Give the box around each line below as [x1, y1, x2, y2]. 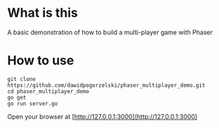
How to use [7, 52, 74, 69]
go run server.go [7, 100, 58, 107]
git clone [7, 76, 36, 83]
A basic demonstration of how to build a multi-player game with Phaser [7, 28, 213, 36]
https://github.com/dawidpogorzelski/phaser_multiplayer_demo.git [7, 82, 206, 89]
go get [7, 94, 27, 101]
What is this [7, 5, 79, 21]
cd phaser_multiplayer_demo [7, 87, 90, 95]
